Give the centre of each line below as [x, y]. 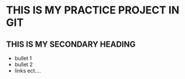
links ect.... [28, 71]
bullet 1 [23, 58]
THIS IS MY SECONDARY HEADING [71, 44]
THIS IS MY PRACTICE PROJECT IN [93, 10]
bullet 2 [24, 64]
